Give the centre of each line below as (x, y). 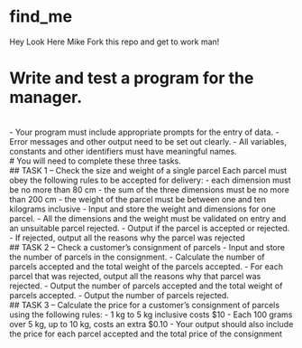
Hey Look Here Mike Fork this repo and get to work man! (114, 42)
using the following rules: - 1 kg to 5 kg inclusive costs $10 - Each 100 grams (151, 315)
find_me (41, 17)
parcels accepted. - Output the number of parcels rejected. (119, 295)
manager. (46, 98)
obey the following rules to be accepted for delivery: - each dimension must (150, 180)
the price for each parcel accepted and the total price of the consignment (146, 334)
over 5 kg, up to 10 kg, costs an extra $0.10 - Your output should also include (151, 324)
